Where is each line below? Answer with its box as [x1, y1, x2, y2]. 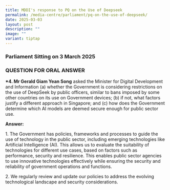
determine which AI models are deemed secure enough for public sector [5, 105, 159, 112]
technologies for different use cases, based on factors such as [5, 147, 137, 154]
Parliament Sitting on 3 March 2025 [5, 53, 96, 60]
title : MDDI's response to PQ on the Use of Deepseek [5, 7, 123, 13]
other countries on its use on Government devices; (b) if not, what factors [5, 95, 161, 101]
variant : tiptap [5, 36, 40, 41]
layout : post [5, 22, 33, 27]
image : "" [5, 31, 27, 36]
